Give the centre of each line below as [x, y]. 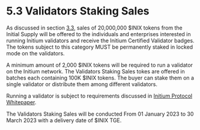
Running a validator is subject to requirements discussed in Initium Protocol [99, 96]
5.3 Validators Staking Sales [78, 11]
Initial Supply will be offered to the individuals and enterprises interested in [98, 34]
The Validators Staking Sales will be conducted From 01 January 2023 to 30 [100, 114]
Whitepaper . [21, 102]
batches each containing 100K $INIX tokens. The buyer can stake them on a [100, 78]
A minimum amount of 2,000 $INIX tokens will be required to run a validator [100, 65]
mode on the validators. [35, 53]
